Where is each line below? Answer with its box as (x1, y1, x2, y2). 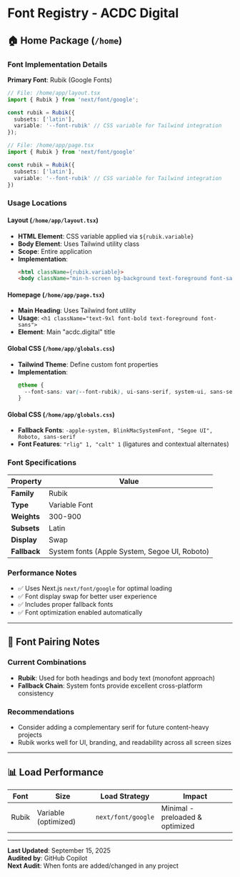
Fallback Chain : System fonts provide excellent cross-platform (17, 681, 203, 690)
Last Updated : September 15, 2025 (7, 846, 111, 855)
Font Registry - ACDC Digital (7, 5, 179, 21)
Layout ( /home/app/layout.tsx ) (7, 216, 99, 224)
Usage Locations (7, 198, 67, 208)
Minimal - (161, 803, 194, 813)
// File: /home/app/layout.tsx (7, 89, 101, 96)
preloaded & (161, 812, 202, 822)
